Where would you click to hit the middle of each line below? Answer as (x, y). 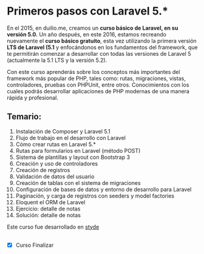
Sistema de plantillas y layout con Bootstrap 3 (73, 157)
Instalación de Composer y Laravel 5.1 (63, 131)
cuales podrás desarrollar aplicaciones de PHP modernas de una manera (98, 91)
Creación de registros (43, 170)
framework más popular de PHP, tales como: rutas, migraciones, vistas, (96, 78)
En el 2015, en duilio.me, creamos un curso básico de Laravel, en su (93, 28)
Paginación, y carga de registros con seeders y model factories (95, 196)
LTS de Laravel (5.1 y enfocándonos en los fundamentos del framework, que (102, 47)
